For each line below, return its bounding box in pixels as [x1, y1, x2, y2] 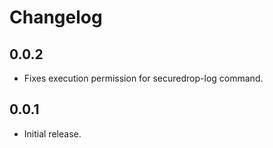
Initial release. [23, 127, 82, 140]
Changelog [9, 6, 103, 29]
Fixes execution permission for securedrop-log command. [23, 72, 264, 84]
